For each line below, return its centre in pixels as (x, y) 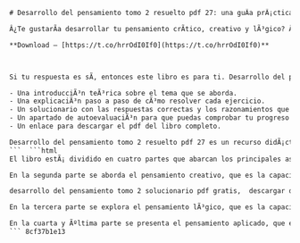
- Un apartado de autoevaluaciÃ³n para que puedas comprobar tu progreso (150, 118)
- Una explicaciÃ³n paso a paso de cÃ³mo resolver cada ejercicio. (137, 101)
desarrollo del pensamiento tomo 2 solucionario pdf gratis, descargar (147, 191)
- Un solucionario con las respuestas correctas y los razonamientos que (150, 110)
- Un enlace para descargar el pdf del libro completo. (115, 126)
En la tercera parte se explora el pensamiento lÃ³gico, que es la (137, 207)
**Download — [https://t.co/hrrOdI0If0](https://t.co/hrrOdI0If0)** (139, 45)
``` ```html (33, 151)
